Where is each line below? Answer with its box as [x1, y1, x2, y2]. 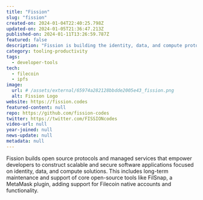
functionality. [6, 187, 39, 194]
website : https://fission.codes [6, 98, 88, 105]
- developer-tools [11, 59, 59, 65]
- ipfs [11, 76, 28, 82]
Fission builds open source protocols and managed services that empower [6, 155, 192, 162]
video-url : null [6, 121, 47, 127]
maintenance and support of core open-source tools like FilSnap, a [6, 173, 173, 181]
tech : [6, 65, 20, 71]
